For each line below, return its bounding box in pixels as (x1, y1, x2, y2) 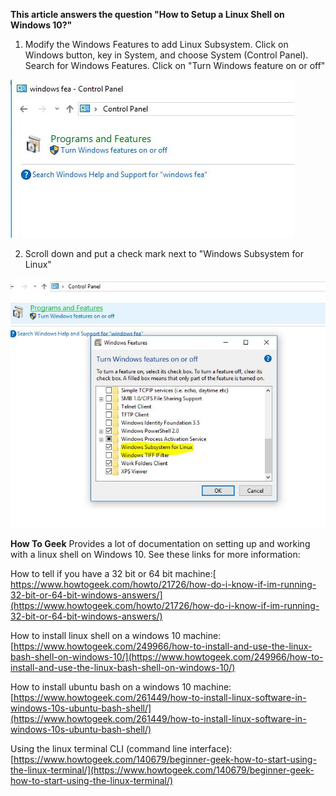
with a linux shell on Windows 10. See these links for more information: (10, 548, 301, 560)
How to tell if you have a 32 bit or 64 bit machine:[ (10, 567, 217, 579)
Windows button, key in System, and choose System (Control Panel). (24, 49, 309, 61)
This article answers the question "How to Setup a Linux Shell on (10, 9, 285, 20)
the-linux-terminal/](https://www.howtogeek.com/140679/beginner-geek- (10, 764, 315, 776)
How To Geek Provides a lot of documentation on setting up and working (10, 537, 311, 549)
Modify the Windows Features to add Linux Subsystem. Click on (24, 39, 289, 50)
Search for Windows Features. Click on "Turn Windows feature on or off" (24, 60, 326, 71)
